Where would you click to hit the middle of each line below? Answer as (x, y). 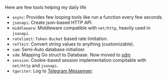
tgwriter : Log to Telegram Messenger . (53, 71)
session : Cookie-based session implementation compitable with (79, 60)
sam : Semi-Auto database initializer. (49, 49)
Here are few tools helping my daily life (46, 7)
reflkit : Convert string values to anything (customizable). (73, 44)
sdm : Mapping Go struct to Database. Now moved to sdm (71, 55)
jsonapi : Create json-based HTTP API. (52, 23)
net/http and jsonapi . (35, 66)
